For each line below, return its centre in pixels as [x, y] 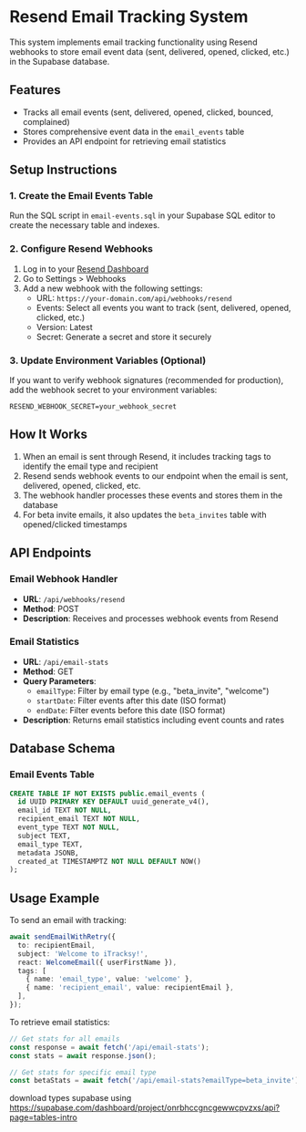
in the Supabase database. [60, 61]
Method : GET [48, 671]
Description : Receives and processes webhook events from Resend [151, 618]
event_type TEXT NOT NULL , [69, 827]
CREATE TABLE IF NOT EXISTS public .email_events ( [107, 794]
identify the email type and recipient [90, 466]
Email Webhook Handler [64, 579]
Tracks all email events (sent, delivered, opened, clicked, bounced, [148, 112]
